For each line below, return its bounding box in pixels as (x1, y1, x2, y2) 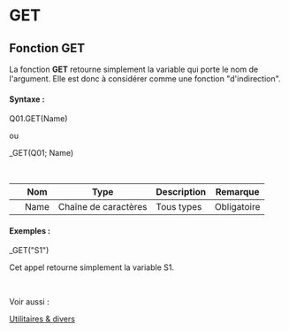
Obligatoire (215, 201, 261, 213)
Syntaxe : (9, 94, 45, 104)
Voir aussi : (9, 297, 50, 307)
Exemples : (9, 225, 51, 235)
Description (156, 186, 206, 198)
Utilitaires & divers (9, 313, 75, 324)
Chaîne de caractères (57, 201, 148, 213)
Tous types (156, 201, 202, 213)
